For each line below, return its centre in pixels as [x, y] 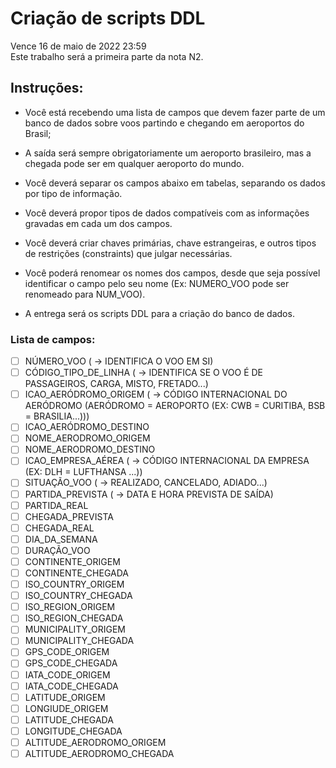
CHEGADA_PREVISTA [69, 516]
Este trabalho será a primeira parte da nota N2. [107, 56]
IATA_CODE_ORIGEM [67, 674]
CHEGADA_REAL [59, 528]
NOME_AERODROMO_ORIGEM [87, 438]
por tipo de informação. [73, 193]
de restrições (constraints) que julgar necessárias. [128, 253]
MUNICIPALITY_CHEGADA [79, 641]
